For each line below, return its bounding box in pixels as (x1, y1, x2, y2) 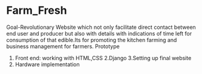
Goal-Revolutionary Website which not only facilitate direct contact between (6, 23, 197, 31)
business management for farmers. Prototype (6, 43, 120, 50)
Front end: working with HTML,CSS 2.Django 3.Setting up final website (15, 54, 192, 61)
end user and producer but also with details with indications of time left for (6, 29, 192, 37)
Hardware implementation (15, 61, 80, 68)
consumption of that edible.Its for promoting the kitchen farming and (6, 36, 177, 43)
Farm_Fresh (6, 4, 68, 17)
